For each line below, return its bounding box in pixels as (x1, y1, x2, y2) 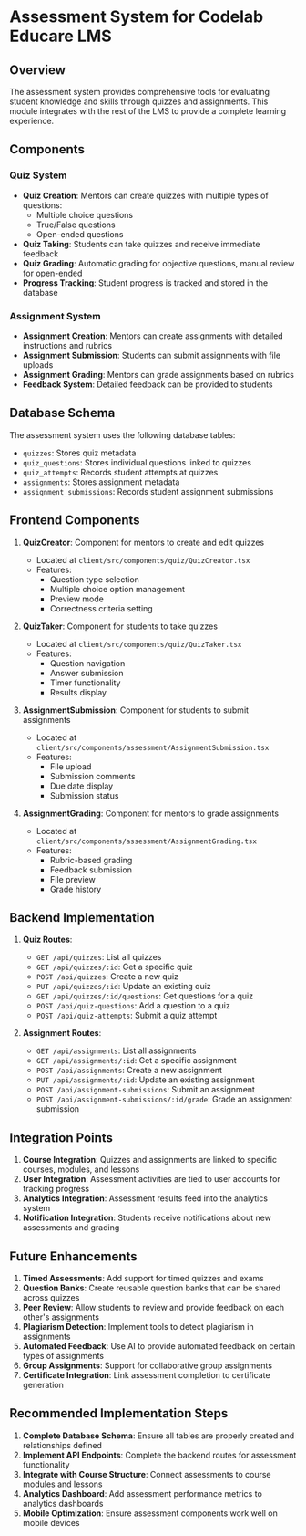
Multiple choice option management (49, 583, 185, 594)
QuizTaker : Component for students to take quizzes (22, 621, 219, 632)
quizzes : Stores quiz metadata (22, 447, 137, 458)
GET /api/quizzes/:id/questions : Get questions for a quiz (36, 990, 253, 1001)
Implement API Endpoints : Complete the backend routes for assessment (22, 1449, 297, 1460)
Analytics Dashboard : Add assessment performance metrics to (22, 1488, 262, 1499)
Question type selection (49, 573, 139, 585)
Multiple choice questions (36, 209, 134, 220)
